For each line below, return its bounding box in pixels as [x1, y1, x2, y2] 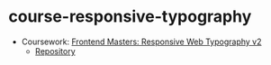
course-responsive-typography [8, 6, 252, 27]
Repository [34, 45, 76, 56]
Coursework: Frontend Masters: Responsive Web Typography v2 [21, 36, 262, 47]
